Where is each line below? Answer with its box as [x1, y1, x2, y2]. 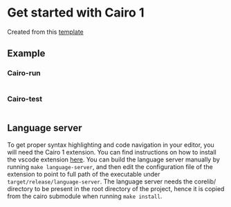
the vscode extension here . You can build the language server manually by [7, 155, 220, 164]
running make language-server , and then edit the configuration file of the [7, 162, 213, 170]
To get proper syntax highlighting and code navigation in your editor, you [7, 140, 214, 149]
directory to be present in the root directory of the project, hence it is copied [7, 184, 225, 193]
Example [7, 48, 46, 59]
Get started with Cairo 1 [7, 5, 145, 21]
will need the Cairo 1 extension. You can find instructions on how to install [7, 148, 216, 156]
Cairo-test [7, 94, 43, 103]
